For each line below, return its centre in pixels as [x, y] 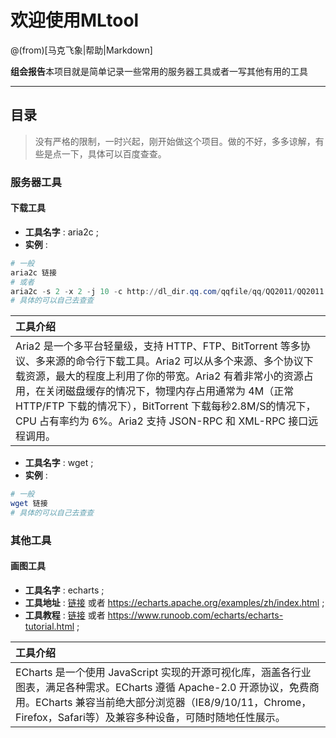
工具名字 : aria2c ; [61, 232]
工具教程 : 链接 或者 [65, 615]
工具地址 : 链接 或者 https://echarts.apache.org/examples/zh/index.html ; [174, 602]
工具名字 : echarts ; [64, 590]
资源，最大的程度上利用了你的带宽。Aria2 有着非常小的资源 [164, 376]
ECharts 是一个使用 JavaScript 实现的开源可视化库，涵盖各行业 [163, 672]
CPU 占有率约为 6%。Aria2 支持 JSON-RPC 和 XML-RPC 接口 [162, 421]
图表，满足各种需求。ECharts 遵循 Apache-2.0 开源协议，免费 [162, 687]
